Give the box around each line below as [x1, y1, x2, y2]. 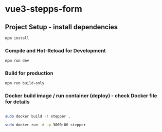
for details [5, 98, 30, 105]
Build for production [5, 70, 54, 76]
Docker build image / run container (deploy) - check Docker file [5, 93, 157, 99]
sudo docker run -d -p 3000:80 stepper [5, 123, 86, 128]
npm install [5, 36, 29, 40]
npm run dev [5, 58, 29, 63]
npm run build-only [5, 81, 45, 86]
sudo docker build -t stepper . [5, 113, 71, 119]
